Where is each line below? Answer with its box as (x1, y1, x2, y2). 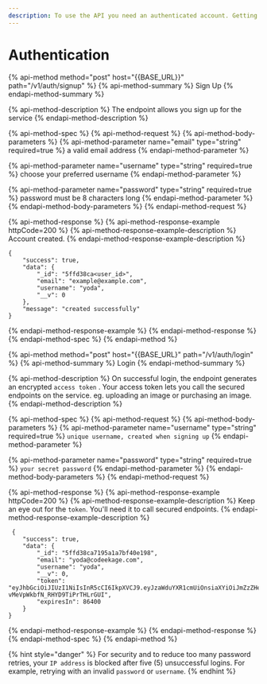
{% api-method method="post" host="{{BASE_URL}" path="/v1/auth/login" (8, 349, 254, 359)
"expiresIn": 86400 (37, 597, 102, 605)
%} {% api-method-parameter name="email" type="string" (47, 137, 242, 146)
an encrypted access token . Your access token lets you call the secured (8, 382, 245, 391)
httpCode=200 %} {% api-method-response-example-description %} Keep (8, 496, 256, 505)
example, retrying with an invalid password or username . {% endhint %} (8, 666, 237, 676)
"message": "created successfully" (22, 305, 141, 313)
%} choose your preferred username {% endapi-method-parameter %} (8, 169, 242, 179)
